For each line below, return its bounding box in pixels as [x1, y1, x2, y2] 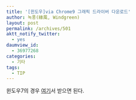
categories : [6, 53, 36, 59]
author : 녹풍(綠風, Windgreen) [6, 14, 80, 20]
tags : [6, 64, 20, 71]
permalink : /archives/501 [6, 25, 71, 32]
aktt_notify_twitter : [6, 31, 61, 37]
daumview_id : [6, 43, 39, 49]
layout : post [6, 20, 39, 26]
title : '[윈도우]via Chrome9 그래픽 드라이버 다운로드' [6, 8, 131, 15]
